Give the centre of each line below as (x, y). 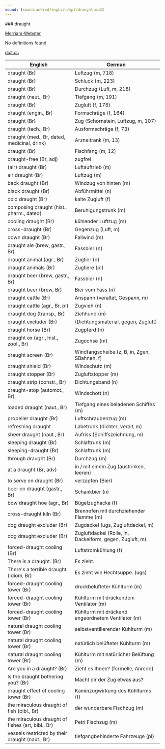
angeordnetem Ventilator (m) (108, 618)
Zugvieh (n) (88, 306)
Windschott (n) (92, 393)
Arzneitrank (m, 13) (97, 140)
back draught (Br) (28, 183)
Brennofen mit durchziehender (110, 511)
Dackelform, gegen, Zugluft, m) (110, 539)
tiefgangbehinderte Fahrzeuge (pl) (114, 736)
